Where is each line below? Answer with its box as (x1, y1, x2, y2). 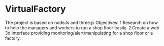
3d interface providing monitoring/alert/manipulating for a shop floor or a (5, 30, 153, 36)
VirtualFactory (5, 3, 66, 15)
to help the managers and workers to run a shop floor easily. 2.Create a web (5, 24, 160, 30)
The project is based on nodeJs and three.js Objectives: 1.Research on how (5, 20, 158, 25)
